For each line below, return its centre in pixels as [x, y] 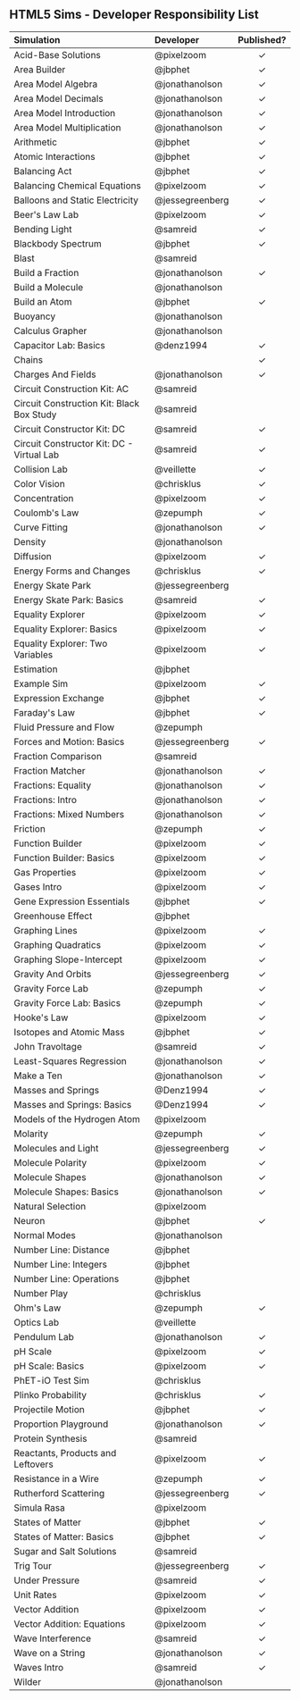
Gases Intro [38, 886]
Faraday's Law [45, 712]
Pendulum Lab [44, 1336]
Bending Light [43, 229]
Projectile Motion [49, 1409]
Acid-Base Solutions [57, 54]
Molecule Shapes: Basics [66, 1192]
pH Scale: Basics [49, 1366]
